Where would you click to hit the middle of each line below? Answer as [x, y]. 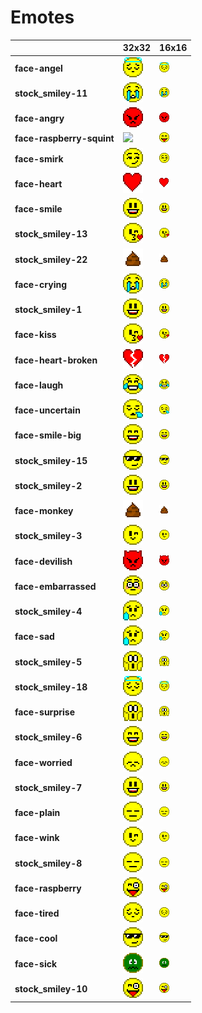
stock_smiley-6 [48, 737]
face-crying [40, 284]
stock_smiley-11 [51, 93]
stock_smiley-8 [48, 863]
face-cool [36, 938]
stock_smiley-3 [48, 536]
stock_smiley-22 [51, 259]
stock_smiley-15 [51, 460]
